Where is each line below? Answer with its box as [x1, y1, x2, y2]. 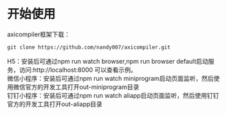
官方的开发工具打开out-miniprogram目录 [25, 83, 140, 91]
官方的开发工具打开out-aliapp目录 [7, 100, 103, 108]
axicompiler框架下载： [7, 30, 71, 38]
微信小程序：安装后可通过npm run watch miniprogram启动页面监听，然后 [7, 74, 215, 82]
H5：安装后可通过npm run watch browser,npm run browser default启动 [7, 57, 208, 65]
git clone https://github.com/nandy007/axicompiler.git [7, 44, 171, 51]
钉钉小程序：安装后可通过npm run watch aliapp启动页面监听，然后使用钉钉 [7, 91, 219, 99]
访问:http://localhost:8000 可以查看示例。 [19, 66, 138, 74]
